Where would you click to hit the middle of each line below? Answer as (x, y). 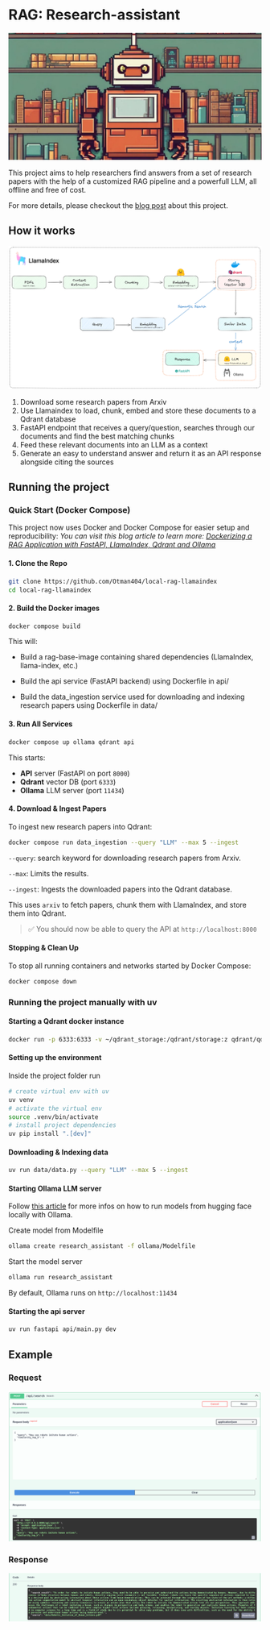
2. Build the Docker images (54, 608)
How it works (42, 231)
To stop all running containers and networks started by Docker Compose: (130, 966)
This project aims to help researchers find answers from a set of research (130, 173)
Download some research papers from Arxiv (93, 401)
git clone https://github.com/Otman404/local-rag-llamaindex (113, 581)
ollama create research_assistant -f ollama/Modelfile (102, 1246)
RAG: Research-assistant (94, 15)
